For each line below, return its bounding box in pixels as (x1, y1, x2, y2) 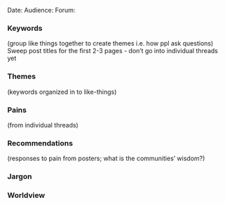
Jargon (7, 171, 32, 181)
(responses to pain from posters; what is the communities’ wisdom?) (7, 154, 205, 163)
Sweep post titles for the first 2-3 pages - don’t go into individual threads (7, 47, 219, 55)
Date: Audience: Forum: (7, 6, 76, 14)
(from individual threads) (7, 120, 79, 129)
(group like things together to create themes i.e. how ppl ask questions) (7, 39, 214, 48)
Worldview (7, 190, 46, 200)
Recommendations (7, 138, 74, 148)
